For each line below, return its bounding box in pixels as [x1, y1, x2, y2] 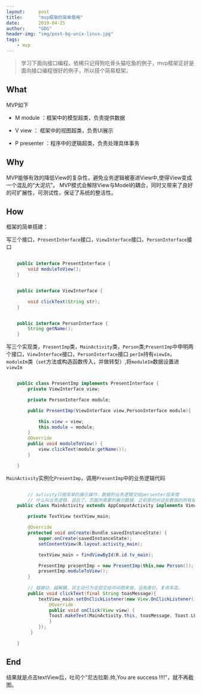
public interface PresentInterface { [17, 261, 111, 267]
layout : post [6, 8, 50, 15]
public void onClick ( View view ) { [48, 607, 135, 613]
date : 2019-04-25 [6, 20, 66, 26]
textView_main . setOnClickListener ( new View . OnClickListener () [38, 596, 197, 602]
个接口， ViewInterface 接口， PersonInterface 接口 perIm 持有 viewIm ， [6, 351, 175, 358]
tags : [6, 37, 20, 43]
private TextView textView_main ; [28, 514, 111, 520]
